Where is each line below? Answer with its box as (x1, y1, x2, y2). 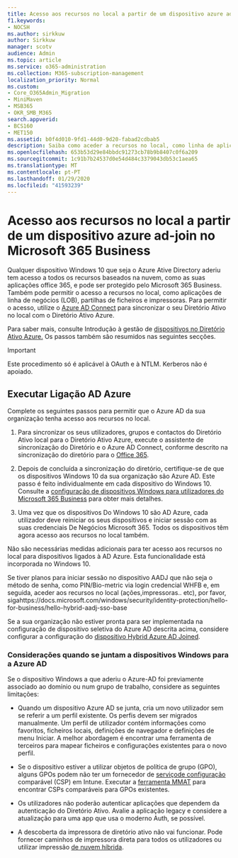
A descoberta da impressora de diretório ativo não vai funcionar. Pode (17, 828, 223, 837)
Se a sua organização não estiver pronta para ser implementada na (7, 618, 203, 626)
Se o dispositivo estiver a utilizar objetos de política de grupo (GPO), (17, 763, 217, 771)
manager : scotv (7, 43, 52, 50)
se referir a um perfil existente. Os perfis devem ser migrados (17, 711, 198, 720)
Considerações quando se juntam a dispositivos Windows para (7, 650, 229, 660)
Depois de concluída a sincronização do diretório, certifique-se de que (17, 464, 225, 473)
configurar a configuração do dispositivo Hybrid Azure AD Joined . (7, 633, 200, 641)
